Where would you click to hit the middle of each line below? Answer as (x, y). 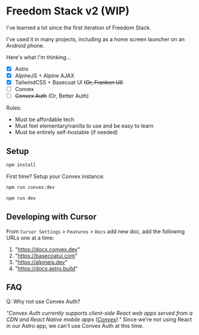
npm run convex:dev (31, 187)
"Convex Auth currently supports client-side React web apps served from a (99, 313)
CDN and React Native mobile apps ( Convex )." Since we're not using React (99, 319)
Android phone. (25, 46)
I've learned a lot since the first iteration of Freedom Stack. (79, 28)
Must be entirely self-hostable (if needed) (66, 132)
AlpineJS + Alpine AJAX (45, 76)
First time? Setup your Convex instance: (55, 176)
